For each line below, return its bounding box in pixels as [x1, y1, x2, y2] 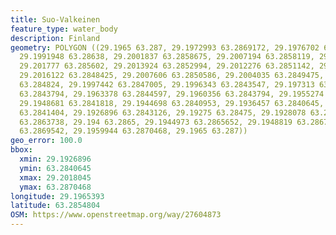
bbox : [10, 145, 33, 155]
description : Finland [10, 33, 101, 43]
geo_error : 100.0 [10, 136, 83, 146]
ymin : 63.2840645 [19, 163, 92, 173]
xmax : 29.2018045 [19, 172, 92, 183]
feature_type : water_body [10, 24, 118, 34]
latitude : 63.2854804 [10, 201, 101, 211]
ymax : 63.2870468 [19, 182, 92, 192]
